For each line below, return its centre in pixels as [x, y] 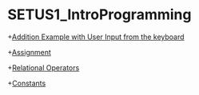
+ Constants [27, 83]
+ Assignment [29, 52]
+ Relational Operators [44, 67]
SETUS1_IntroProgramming [99, 15]
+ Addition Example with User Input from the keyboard [96, 37]
